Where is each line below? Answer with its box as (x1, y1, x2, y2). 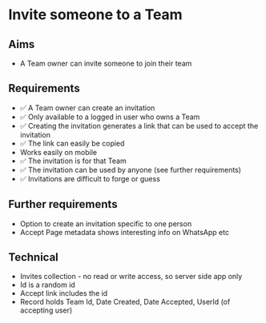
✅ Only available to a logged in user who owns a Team (19, 112, 200, 122)
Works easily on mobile (19, 147, 98, 157)
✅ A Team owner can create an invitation (19, 102, 155, 113)
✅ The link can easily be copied (19, 138, 125, 148)
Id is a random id (19, 280, 76, 289)
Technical (8, 250, 58, 265)
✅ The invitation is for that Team (19, 156, 127, 165)
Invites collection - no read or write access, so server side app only (19, 272, 243, 281)
